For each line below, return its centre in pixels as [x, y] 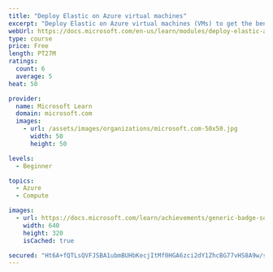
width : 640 [41, 225]
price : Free [28, 46]
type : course [30, 39]
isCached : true [49, 240]
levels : [22, 158]
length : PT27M [32, 54]
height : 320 [43, 233]
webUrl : [22, 31]
